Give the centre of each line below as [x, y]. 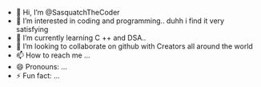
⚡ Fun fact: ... [38, 75]
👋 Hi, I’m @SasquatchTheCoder [68, 12]
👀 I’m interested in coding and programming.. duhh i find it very [120, 21]
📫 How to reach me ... [53, 55]
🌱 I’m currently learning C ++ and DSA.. [81, 38]
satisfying [32, 29]
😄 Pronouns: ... [42, 67]
